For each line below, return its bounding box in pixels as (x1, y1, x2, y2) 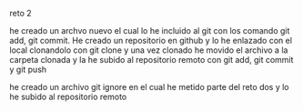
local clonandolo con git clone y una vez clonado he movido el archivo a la (9, 45, 288, 55)
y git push (9, 64, 47, 75)
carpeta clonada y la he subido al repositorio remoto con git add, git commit (9, 55, 294, 65)
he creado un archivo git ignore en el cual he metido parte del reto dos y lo (9, 82, 289, 92)
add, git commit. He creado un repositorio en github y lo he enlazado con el (9, 35, 293, 45)
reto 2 (9, 8, 32, 18)
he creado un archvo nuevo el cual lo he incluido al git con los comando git (9, 25, 290, 35)
